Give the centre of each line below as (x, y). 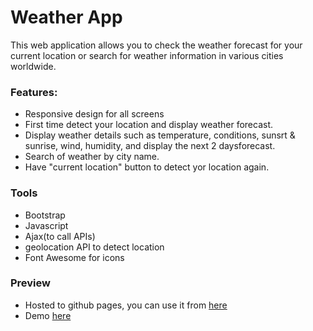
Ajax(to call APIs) (60, 236)
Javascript (46, 225)
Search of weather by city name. (92, 157)
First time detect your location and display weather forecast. (149, 125)
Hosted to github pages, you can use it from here (126, 305)
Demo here (48, 315)
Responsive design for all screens (94, 114)
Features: (34, 92)
